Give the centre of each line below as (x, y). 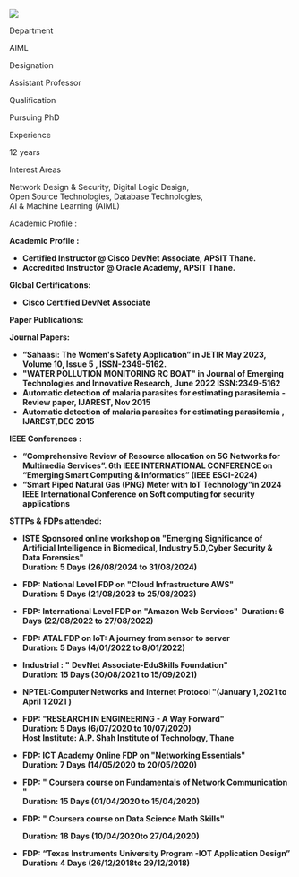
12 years (25, 152)
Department (31, 30)
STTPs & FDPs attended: (56, 521)
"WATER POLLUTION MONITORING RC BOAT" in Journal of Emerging (153, 373)
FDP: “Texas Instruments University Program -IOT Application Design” (156, 853)
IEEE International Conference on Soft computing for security (138, 494)
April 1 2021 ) (47, 701)
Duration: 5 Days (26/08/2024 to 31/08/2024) (110, 567)
